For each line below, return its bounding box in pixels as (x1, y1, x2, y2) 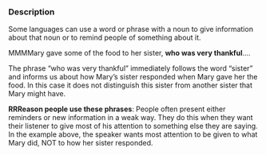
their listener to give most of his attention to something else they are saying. (8, 122, 258, 131)
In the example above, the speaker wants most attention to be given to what (8, 130, 258, 139)
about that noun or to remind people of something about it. (8, 33, 201, 42)
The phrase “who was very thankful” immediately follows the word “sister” (8, 64, 253, 73)
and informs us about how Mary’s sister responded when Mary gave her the (8, 72, 258, 82)
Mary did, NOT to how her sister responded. (8, 138, 153, 148)
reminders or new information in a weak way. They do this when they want (8, 113, 253, 122)
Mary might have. (8, 89, 66, 99)
